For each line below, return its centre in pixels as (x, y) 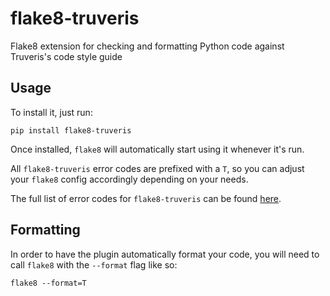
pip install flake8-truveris (71, 130)
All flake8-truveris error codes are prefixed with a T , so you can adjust (157, 168)
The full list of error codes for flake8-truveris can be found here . (146, 198)
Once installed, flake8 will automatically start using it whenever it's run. (157, 149)
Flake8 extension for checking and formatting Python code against (147, 46)
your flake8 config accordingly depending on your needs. (129, 179)
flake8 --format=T (48, 283)
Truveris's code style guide (66, 56)
